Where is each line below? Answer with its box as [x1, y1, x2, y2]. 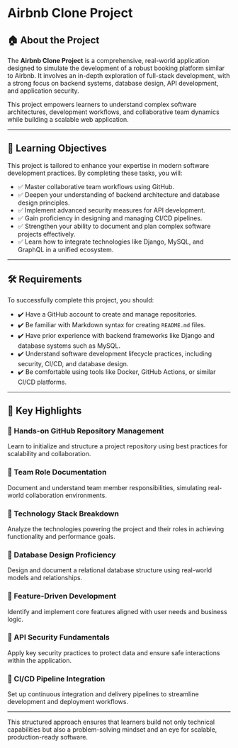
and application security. [7, 86, 79, 95]
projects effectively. [17, 229, 76, 238]
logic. [7, 615, 23, 623]
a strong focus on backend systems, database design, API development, [7, 79, 219, 87]
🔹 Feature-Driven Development [7, 591, 117, 601]
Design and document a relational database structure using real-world [7, 566, 212, 574]
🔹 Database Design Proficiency [7, 550, 116, 560]
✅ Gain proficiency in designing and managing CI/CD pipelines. [17, 214, 203, 222]
